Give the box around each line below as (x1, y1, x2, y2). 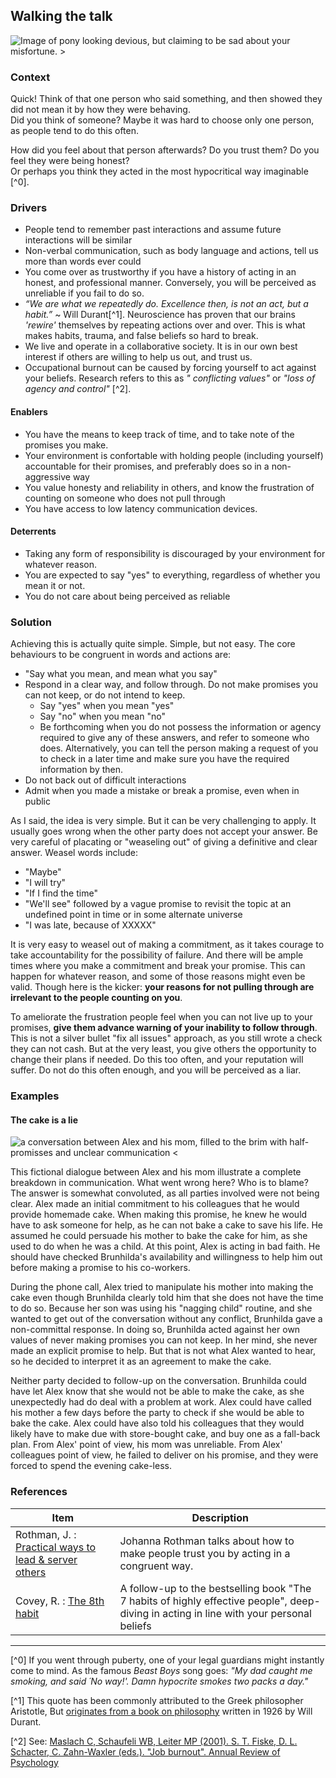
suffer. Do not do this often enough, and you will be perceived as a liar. (10, 1064, 302, 1076)
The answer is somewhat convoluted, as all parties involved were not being (10, 1187, 320, 1199)
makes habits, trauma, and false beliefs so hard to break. (24, 330, 259, 342)
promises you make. (24, 439, 109, 451)
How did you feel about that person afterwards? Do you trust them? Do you (10, 144, 320, 156)
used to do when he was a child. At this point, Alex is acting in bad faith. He (10, 1240, 321, 1253)
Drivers (10, 201, 48, 215)
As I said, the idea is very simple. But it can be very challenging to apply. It (10, 815, 317, 827)
